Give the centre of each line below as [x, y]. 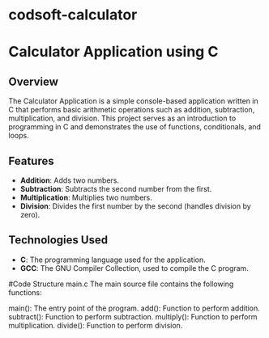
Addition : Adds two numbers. [70, 180]
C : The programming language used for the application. [113, 260]
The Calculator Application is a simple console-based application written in [133, 101]
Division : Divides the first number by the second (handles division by [135, 206]
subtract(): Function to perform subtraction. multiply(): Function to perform [133, 316]
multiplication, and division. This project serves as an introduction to [122, 118]
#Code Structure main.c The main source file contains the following [121, 284]
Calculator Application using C [113, 52]
